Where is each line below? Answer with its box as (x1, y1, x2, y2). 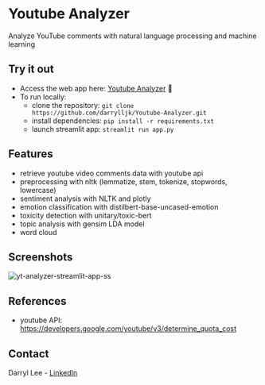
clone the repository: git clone (31, 100, 134, 110)
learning (8, 39, 36, 48)
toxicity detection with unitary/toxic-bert (19, 210, 152, 220)
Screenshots (8, 250, 73, 264)
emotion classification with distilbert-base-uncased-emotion (19, 202, 219, 211)
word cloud (19, 227, 57, 237)
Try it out (8, 63, 54, 76)
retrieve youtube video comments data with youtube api (19, 168, 204, 178)
